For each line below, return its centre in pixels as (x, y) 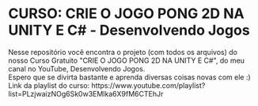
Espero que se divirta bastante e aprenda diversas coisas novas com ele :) (129, 77)
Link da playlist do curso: (49, 85)
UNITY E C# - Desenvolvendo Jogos (129, 30)
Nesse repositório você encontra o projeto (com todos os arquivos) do (123, 52)
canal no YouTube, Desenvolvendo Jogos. (77, 68)
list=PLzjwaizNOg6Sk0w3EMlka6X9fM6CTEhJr (86, 93)
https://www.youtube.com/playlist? (148, 85)
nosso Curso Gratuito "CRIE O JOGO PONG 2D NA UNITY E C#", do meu (127, 60)
